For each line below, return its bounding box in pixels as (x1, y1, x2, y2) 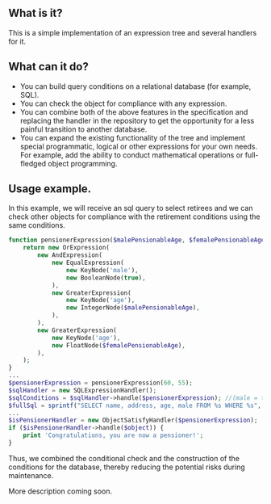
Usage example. (8, 182, 92, 196)
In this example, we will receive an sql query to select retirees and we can (8, 204, 253, 213)
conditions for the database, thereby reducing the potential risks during (8, 462, 246, 472)
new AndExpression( (37, 251, 103, 259)
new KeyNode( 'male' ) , (65, 266, 139, 274)
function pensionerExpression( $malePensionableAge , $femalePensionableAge (8, 236, 265, 245)
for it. (8, 36, 27, 46)
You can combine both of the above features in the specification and (19, 107, 248, 116)
